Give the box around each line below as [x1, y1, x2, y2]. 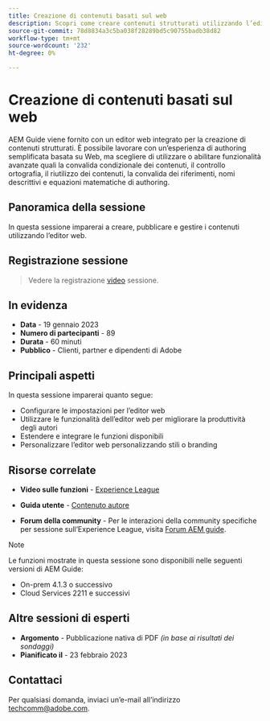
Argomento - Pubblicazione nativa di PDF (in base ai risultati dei [19, 632, 235, 642]
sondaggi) [19, 641, 55, 651]
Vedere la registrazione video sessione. [27, 275, 159, 285]
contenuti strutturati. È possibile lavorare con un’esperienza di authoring [8, 142, 247, 153]
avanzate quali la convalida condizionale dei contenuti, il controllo [8, 160, 226, 170]
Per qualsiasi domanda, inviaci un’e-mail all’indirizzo [8, 694, 181, 704]
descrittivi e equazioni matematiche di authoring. [8, 177, 170, 187]
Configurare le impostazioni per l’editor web [19, 406, 166, 415]
